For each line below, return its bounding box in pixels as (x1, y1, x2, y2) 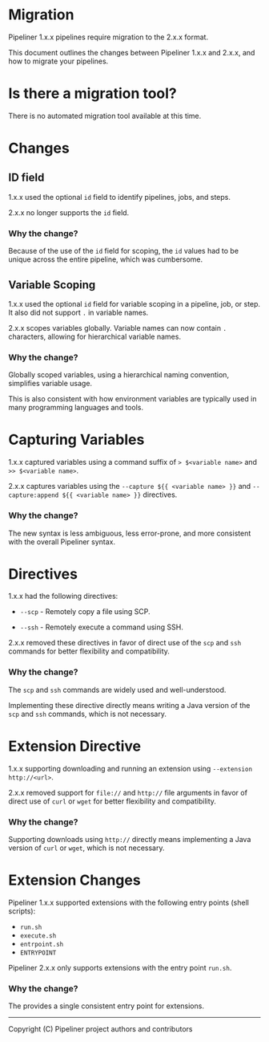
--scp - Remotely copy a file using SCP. (19, 607, 151, 617)
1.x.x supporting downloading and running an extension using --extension (8, 763, 253, 773)
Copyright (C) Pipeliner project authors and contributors (8, 1024, 193, 1034)
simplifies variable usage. (8, 379, 93, 389)
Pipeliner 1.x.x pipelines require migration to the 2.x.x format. (8, 32, 209, 42)
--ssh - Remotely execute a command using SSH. (19, 622, 184, 632)
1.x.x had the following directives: (8, 592, 118, 601)
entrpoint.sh (19, 940, 64, 948)
